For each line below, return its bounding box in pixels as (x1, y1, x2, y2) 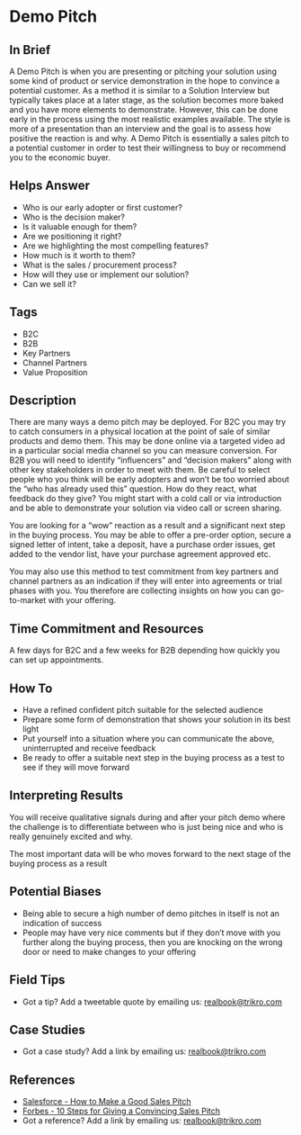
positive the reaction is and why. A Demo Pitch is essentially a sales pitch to (9, 133, 289, 143)
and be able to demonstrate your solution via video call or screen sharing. (9, 502, 282, 514)
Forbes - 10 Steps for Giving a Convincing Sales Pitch (22, 1105, 221, 1117)
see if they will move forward (22, 762, 130, 773)
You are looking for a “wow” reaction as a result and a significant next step (9, 520, 286, 531)
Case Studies (9, 1022, 85, 1037)
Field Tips (9, 972, 66, 987)
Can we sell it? (22, 278, 76, 289)
